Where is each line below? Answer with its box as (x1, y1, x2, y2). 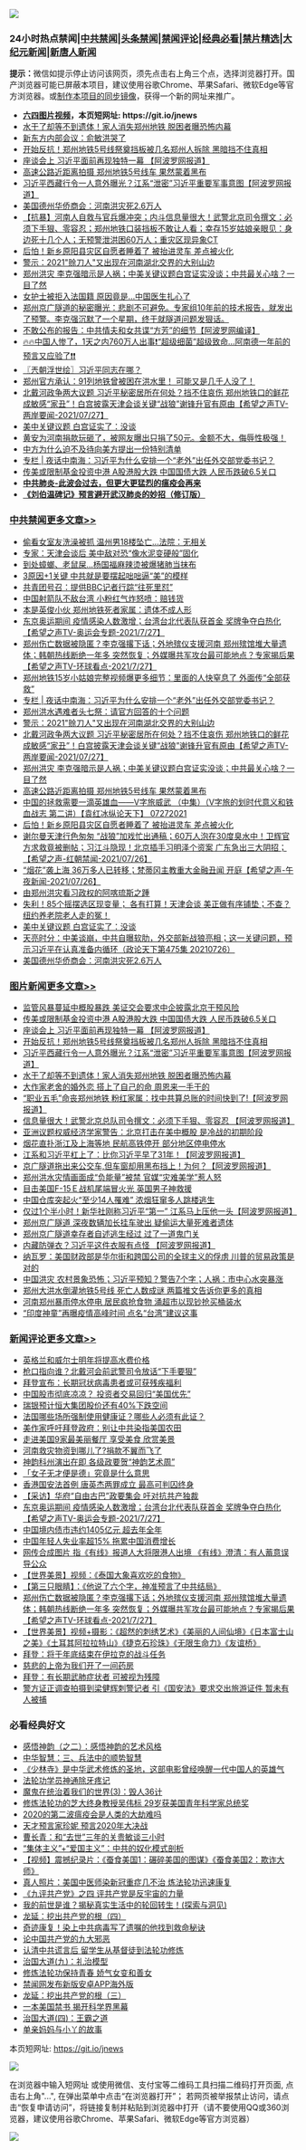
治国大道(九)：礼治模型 (22, 1956, 109, 1967)
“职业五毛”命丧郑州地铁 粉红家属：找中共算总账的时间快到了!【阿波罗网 (22, 1092, 289, 1104)
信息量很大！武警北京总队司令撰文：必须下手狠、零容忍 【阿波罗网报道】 (22, 1114, 295, 1126)
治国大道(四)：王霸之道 (22, 2012, 109, 2023)
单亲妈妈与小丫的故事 (22, 2024, 102, 2035)
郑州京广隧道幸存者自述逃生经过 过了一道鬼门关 (22, 1228, 200, 1239)
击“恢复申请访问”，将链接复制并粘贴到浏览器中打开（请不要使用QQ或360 (9, 2102, 282, 2113)
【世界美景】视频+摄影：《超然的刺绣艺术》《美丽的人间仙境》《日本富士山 (22, 1626, 294, 1638)
